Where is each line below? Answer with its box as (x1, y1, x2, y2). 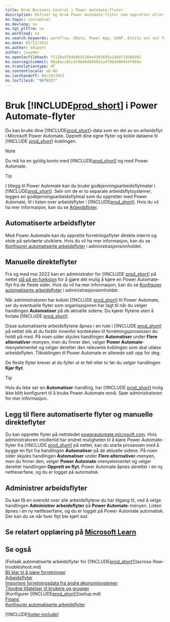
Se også (5, 545, 31, 554)
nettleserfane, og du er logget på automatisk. (5, 469, 100, 475)
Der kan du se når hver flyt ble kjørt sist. (5, 513, 89, 519)
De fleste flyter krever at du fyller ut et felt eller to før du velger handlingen (5, 360, 161, 366)
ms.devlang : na (5, 21, 37, 27)
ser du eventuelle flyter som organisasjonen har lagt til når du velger (5, 302, 148, 309)
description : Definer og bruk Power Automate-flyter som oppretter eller (5, 12, 164, 17)
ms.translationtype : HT (5, 64, 56, 69)
